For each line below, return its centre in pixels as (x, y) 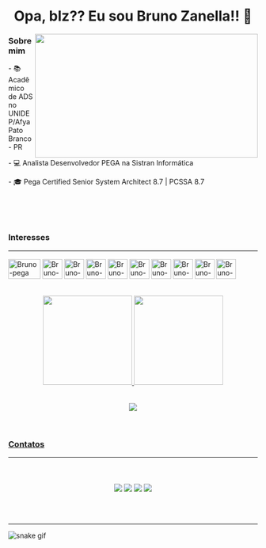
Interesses (29, 238)
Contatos (27, 444)
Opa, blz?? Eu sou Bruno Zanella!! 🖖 (133, 16)
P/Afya (19, 122)
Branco (20, 139)
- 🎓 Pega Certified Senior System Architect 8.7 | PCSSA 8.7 (106, 182)
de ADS (21, 97)
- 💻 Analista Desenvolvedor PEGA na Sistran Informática (101, 163)
